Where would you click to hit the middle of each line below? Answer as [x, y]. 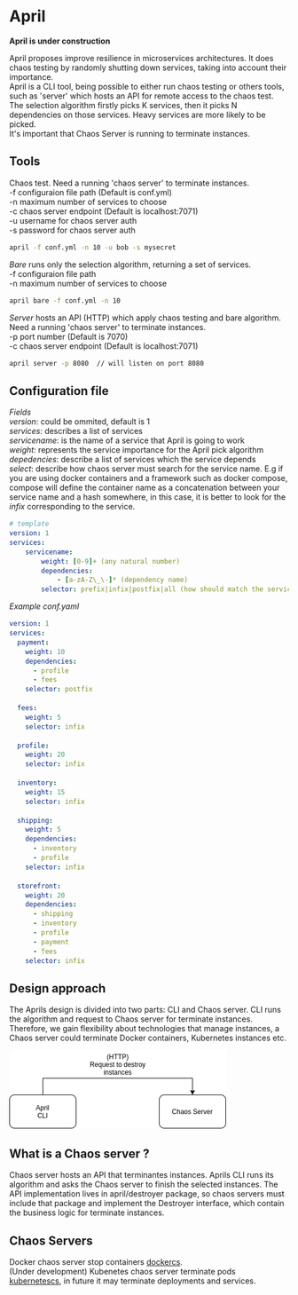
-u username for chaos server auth [73, 220]
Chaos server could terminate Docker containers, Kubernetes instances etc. [148, 1038]
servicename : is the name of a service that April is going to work [127, 440]
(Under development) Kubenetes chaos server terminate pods [123, 1271]
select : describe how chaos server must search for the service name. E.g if [146, 469]
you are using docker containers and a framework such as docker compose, [149, 478]
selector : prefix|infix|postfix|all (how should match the [153, 589]
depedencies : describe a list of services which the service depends [133, 460]
